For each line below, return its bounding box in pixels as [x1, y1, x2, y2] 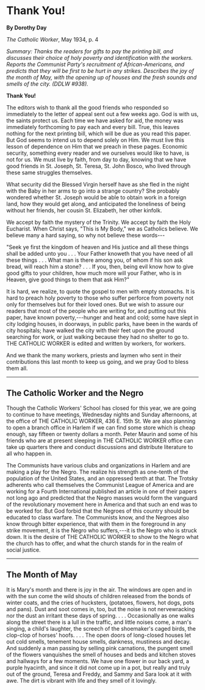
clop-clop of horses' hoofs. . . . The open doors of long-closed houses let [6, 631, 191, 639]
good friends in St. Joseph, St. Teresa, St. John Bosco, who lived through [6, 162, 191, 169]
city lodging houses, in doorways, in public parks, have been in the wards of [6, 320, 198, 327]
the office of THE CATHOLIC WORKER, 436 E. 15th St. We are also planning [6, 417, 196, 425]
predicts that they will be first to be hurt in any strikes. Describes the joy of [6, 67, 194, 74]
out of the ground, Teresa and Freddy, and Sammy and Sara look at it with [6, 670, 192, 678]
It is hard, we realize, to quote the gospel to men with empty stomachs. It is [6, 287, 195, 295]
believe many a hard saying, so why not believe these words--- [6, 231, 165, 239]
